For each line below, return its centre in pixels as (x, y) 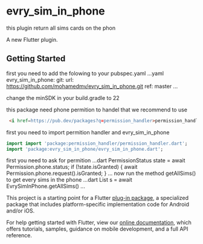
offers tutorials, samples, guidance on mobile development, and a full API (97, 229)
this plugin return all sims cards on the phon (61, 28)
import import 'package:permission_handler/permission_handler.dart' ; (97, 143)
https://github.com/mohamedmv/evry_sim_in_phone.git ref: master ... (92, 86)
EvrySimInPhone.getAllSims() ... (46, 186)
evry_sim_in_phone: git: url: (40, 79)
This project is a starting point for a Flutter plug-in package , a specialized (98, 198)
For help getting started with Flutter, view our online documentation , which (99, 223)
